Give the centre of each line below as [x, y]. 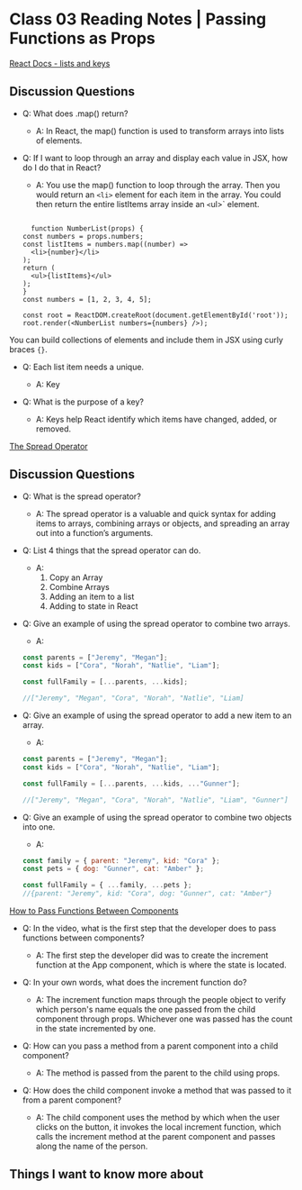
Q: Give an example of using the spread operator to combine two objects [157, 817]
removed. [53, 429]
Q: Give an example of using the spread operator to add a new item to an [157, 715]
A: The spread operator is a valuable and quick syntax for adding [156, 513]
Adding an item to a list [92, 596]
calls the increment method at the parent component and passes [155, 1137]
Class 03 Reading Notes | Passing [138, 19]
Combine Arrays [79, 586]
